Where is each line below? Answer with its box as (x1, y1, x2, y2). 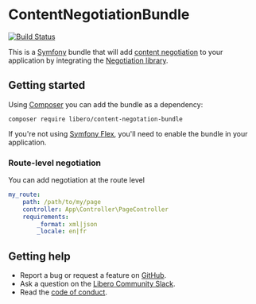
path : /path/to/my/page (22, 198, 102, 206)
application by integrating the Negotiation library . (8, 56, 169, 65)
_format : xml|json (37, 220, 98, 228)
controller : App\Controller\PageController (22, 205, 169, 214)
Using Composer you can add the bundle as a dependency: (8, 99, 204, 109)
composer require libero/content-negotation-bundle (8, 115, 183, 123)
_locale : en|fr (37, 228, 87, 236)
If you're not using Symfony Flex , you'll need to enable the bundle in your (8, 129, 248, 138)
